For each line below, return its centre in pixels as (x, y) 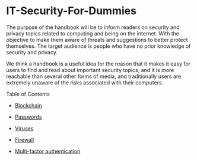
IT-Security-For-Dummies (71, 11)
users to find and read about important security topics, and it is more (90, 70)
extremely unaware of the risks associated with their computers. (85, 82)
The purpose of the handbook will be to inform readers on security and (93, 27)
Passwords (28, 117)
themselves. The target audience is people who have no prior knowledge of (99, 46)
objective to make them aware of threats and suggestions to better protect (97, 40)
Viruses (24, 128)
